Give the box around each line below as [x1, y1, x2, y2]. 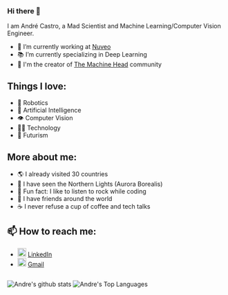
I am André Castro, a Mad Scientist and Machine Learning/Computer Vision [7, 22, 221, 30]
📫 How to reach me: [7, 226, 97, 238]
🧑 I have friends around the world [17, 194, 113, 202]
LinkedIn [27, 250, 53, 258]
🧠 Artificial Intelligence [17, 106, 82, 115]
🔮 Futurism [17, 131, 48, 140]
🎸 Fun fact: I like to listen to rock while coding [17, 187, 146, 196]
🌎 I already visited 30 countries [17, 169, 108, 178]
